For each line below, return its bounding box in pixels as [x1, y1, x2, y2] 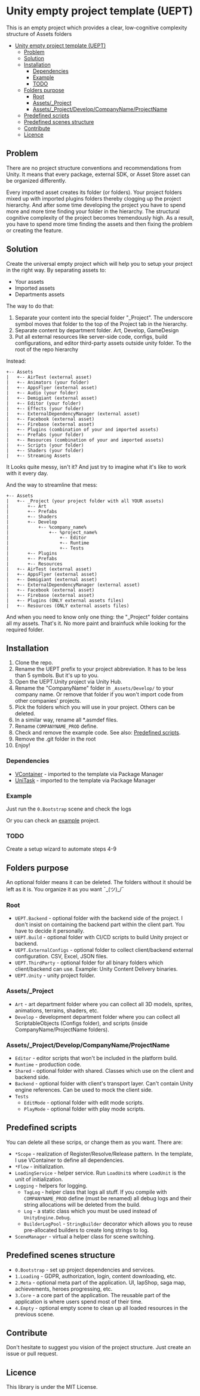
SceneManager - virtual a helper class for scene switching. [14, 1233, 155, 1240]
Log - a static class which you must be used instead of [23, 1207, 157, 1215]
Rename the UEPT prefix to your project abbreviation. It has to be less [14, 666, 187, 673]
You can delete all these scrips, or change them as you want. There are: [6, 1139, 183, 1146]
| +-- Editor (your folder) [6, 400, 82, 406]
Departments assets [14, 290, 64, 298]
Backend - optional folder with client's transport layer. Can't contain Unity [14, 1079, 193, 1087]
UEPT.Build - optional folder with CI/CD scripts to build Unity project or [14, 934, 189, 941]
